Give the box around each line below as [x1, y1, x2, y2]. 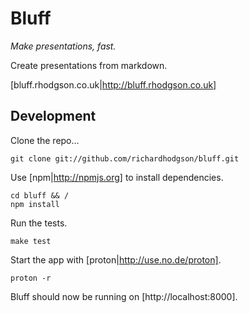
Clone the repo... [10, 134, 80, 146]
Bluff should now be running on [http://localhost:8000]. [10, 290, 238, 302]
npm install [10, 199, 60, 209]
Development [10, 108, 97, 125]
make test [10, 236, 52, 246]
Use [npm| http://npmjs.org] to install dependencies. [10, 171, 224, 183]
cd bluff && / [10, 190, 70, 201]
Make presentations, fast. [10, 40, 117, 52]
